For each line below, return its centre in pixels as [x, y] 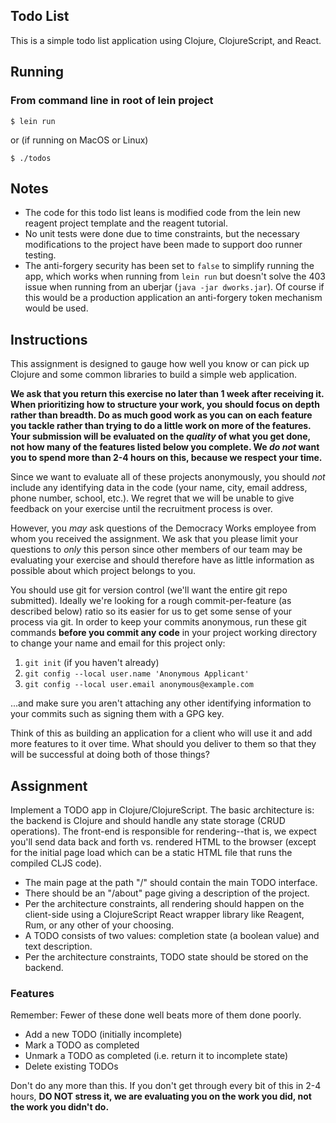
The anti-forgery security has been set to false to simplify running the [169, 266]
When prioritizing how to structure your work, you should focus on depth [165, 405]
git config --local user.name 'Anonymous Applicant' [137, 674]
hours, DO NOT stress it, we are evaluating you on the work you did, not [161, 1096]
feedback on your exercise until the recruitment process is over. [141, 509]
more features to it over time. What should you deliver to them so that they [163, 744]
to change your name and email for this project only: [118, 643]
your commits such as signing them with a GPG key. [117, 714]
